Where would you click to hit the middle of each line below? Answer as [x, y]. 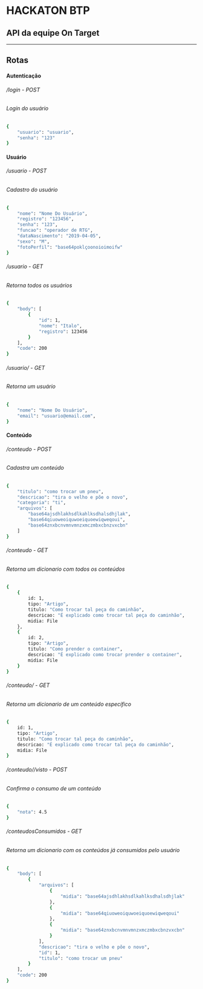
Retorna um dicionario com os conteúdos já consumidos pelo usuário [93, 850]
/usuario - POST [27, 171]
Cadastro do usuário [32, 190]
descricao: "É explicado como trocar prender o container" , [105, 654]
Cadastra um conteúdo [35, 468]
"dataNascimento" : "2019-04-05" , [59, 236]
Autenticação [24, 76]
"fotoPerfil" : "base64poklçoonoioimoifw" [70, 247]
